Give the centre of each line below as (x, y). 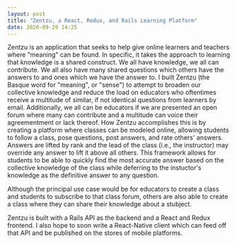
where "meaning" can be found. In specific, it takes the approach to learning (119, 55)
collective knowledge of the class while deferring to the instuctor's (104, 168)
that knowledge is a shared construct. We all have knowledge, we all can (113, 62)
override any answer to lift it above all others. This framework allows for (112, 152)
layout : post (27, 14)
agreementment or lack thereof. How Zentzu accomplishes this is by (107, 123)
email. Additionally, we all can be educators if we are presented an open (112, 108)
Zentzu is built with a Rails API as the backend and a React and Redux (109, 218)
